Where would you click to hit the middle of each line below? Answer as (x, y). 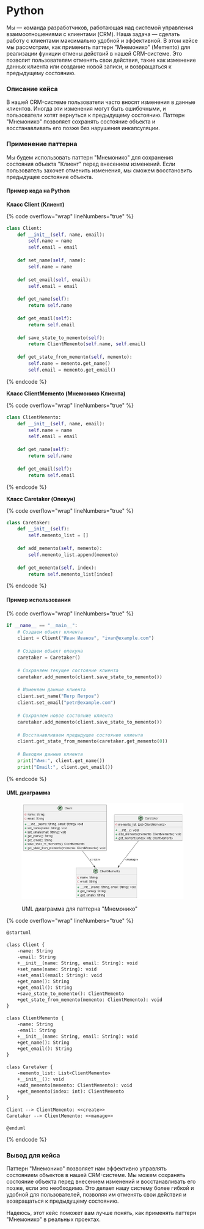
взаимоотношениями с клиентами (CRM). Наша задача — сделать (93, 34)
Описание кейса (32, 89)
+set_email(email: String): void (60, 975)
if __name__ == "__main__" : (42, 625)
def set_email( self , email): (54, 280)
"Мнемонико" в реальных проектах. (53, 1219)
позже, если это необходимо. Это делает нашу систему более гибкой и (100, 1188)
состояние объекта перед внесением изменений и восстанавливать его (101, 1182)
